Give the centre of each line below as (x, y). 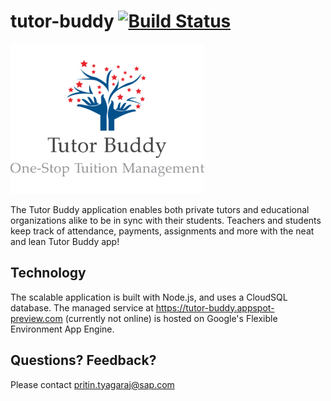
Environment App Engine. (62, 329)
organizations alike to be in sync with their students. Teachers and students (166, 220)
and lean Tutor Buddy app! (65, 241)
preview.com (36, 318)
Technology (48, 273)
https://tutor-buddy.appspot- (215, 307)
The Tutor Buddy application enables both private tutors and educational (160, 209)
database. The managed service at (82, 307)
